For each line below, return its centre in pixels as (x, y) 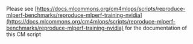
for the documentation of (156, 28)
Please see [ (22, 9)
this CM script (24, 34)
